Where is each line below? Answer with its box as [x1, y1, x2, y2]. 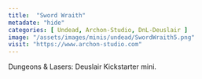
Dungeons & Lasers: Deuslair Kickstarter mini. [8, 62, 157, 71]
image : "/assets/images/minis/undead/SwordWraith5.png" [8, 33, 195, 41]
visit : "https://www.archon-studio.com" [8, 41, 143, 48]
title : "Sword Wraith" [8, 11, 86, 20]
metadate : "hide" [8, 19, 65, 27]
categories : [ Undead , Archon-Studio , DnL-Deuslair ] [8, 26, 189, 34]
